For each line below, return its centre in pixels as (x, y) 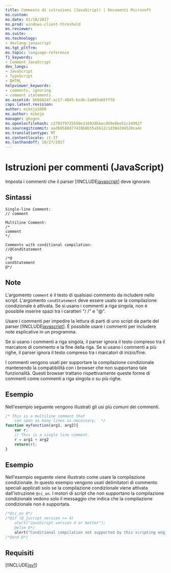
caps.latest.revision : (29, 105)
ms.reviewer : (19, 29)
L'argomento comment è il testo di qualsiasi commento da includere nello (80, 295)
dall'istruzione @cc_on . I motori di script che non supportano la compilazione (85, 493)
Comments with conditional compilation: (49, 245)
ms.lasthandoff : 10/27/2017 (35, 142)
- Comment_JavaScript (28, 62)
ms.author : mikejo (25, 114)
